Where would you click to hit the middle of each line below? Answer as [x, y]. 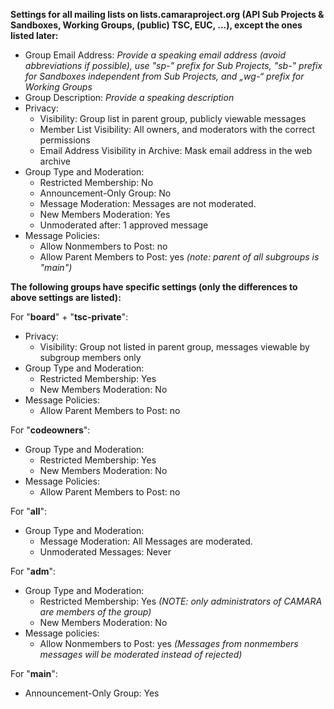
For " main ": [34, 673]
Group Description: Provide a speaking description [129, 97]
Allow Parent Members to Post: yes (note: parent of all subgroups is [179, 257]
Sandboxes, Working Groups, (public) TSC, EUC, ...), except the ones [156, 25]
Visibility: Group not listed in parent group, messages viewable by [174, 347]
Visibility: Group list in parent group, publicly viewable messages [173, 118]
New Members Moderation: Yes [105, 214]
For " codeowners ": [50, 430]
